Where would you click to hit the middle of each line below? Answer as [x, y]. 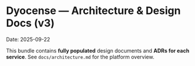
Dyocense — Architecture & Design [93, 11]
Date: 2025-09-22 [28, 39]
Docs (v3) [30, 23]
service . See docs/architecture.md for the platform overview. [80, 57]
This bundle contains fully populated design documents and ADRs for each [98, 50]
